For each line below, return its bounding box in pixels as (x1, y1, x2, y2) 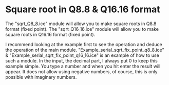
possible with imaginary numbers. (5, 74, 77, 80)
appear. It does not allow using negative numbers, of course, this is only (5, 68, 158, 75)
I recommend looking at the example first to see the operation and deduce (5, 41, 163, 47)
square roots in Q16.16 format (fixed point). (5, 31, 96, 37)
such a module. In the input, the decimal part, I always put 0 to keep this (5, 57, 158, 63)
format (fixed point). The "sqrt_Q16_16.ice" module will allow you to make (5, 26, 159, 32)
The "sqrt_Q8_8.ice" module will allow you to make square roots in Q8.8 (5, 20, 157, 27)
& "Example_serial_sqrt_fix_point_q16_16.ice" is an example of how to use (5, 52, 159, 58)
